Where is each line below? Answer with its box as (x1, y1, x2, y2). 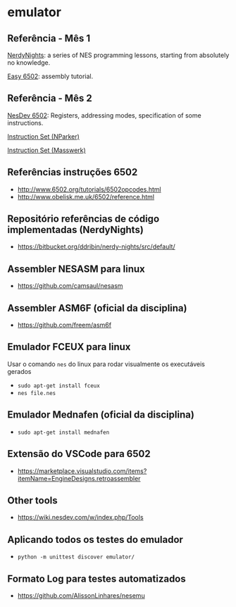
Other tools (7, 494, 58, 506)
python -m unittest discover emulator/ (17, 553, 135, 561)
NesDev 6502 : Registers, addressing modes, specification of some (7, 111, 202, 120)
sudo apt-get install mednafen (17, 429, 110, 436)
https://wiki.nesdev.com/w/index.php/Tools (17, 513, 144, 522)
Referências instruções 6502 (7, 166, 138, 178)
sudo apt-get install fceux (17, 382, 100, 389)
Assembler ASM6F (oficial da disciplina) (7, 302, 187, 314)
